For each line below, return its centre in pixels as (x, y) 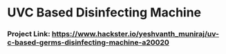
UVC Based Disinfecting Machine (104, 13)
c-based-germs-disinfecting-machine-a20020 (88, 42)
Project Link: (29, 34)
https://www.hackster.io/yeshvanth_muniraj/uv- (135, 34)
